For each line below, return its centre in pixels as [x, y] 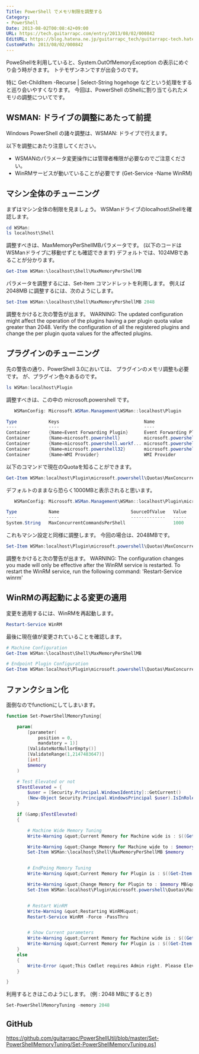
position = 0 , [55, 738]
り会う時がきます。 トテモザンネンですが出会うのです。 [74, 69]
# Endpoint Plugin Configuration [47, 664]
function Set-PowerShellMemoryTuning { [54, 716]
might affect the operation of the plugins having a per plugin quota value [94, 321]
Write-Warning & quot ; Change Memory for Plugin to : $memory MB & [108, 884]
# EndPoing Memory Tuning [60, 868]
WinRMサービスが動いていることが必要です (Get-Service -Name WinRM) [103, 173]
